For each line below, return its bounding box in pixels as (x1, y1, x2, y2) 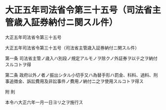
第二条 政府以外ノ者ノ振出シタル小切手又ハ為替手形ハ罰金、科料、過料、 (5, 72, 154, 78)
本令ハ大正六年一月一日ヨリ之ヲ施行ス (5, 99, 83, 105)
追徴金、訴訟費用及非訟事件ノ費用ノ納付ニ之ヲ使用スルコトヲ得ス (9, 78, 144, 84)
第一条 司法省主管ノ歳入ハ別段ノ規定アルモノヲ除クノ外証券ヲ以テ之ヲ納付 (5, 55, 158, 61)
